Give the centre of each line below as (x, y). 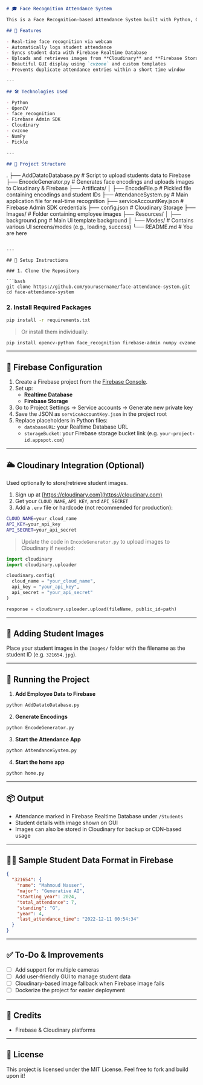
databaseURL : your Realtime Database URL (76, 427)
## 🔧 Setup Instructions (37, 261)
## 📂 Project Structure (36, 164)
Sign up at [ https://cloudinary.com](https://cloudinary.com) (89, 495)
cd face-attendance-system (40, 292)
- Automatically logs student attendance (59, 47)
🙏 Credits (24, 1015)
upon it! (16, 1075)
